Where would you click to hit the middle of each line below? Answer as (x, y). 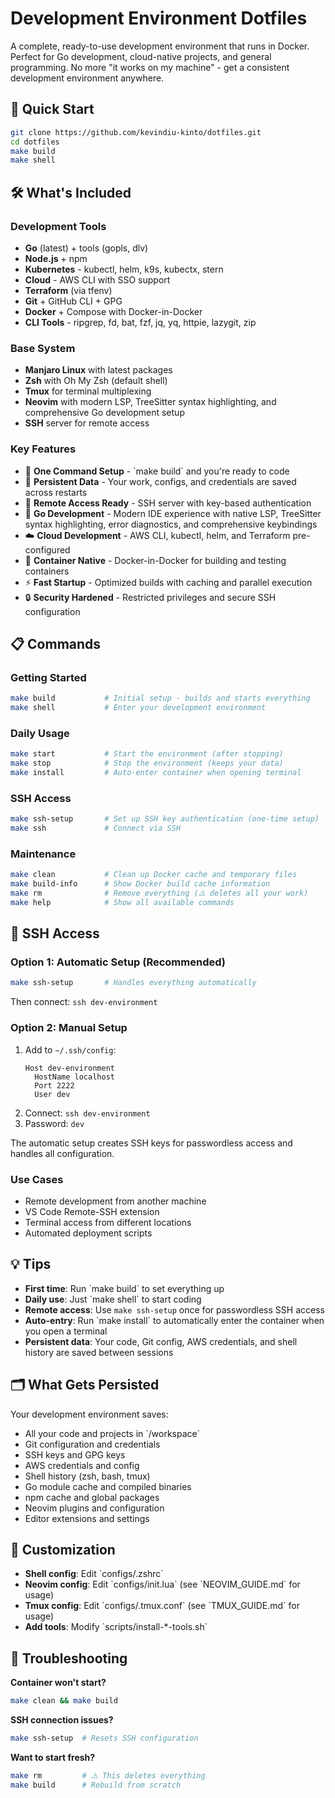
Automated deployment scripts (88, 1233)
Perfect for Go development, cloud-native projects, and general (141, 56)
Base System (43, 348)
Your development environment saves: (89, 1414)
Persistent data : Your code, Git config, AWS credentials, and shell (161, 1341)
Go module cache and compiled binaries (108, 1486)
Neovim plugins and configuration (94, 1508)
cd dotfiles (35, 142)
